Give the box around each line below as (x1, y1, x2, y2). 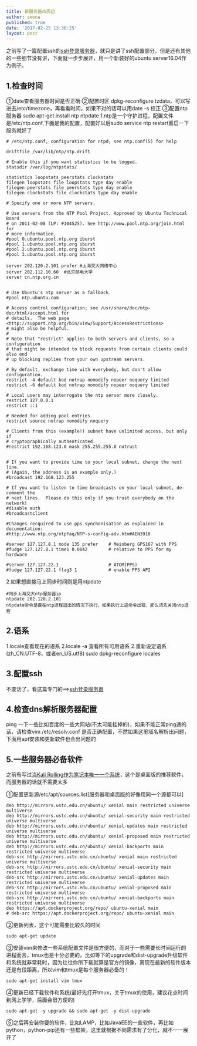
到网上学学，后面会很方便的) (6, 996, 75, 1004)
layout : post (6, 31, 38, 36)
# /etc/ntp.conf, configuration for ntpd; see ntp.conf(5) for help (6, 139, 177, 144)
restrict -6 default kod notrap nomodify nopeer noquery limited (6, 382, 169, 388)
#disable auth (6, 505, 41, 511)
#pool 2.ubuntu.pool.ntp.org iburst (6, 246, 96, 252)
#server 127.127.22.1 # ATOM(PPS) (6, 562, 138, 568)
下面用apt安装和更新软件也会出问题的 (6, 735, 97, 743)
